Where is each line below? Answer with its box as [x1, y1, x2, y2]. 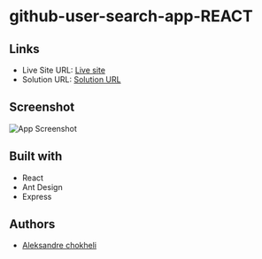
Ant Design [21, 181, 64, 192]
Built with [9, 149, 63, 164]
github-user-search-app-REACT [9, 6, 254, 27]
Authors [9, 217, 56, 232]
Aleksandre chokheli [21, 240, 97, 251]
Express [21, 191, 52, 202]
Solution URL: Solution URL [21, 74, 121, 85]
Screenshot [9, 100, 75, 115]
